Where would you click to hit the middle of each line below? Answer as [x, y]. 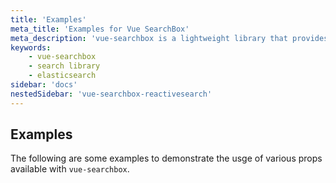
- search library [64, 66]
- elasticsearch [62, 76]
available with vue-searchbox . [70, 169]
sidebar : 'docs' [44, 85]
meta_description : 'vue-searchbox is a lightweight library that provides [169, 38]
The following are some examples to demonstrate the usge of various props [166, 158]
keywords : [31, 47]
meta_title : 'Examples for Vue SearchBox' [100, 29]
